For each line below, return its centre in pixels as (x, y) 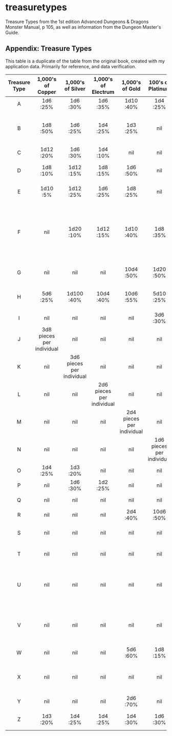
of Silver (75, 89)
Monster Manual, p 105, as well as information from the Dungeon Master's (83, 27)
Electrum (103, 92)
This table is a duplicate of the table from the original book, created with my (85, 61)
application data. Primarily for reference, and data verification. (71, 66)
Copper (47, 92)
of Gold (131, 89)
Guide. (12, 32)
